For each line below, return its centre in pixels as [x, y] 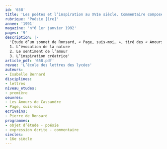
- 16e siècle [19, 139]
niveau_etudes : [21, 88]
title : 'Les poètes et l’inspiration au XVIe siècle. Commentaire [75, 14]
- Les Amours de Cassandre [33, 102]
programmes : [17, 120]
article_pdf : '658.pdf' [30, 61]
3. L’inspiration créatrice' [40, 56]
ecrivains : [16, 112]
